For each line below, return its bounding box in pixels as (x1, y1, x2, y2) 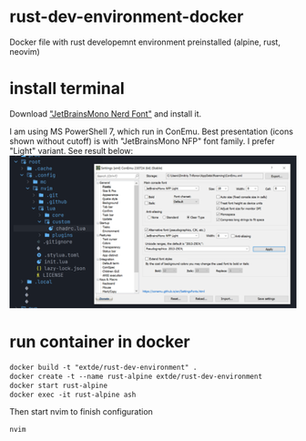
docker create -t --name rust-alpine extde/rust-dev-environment (9, 372, 262, 381)
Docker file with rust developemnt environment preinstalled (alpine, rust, (9, 36, 280, 47)
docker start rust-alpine (9, 381, 107, 390)
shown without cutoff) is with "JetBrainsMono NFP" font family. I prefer (9, 135, 275, 147)
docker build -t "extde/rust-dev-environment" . (9, 363, 198, 372)
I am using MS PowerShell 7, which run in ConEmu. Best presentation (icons (9, 126, 294, 137)
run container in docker (9, 331, 190, 352)
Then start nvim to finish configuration (9, 405, 153, 416)
